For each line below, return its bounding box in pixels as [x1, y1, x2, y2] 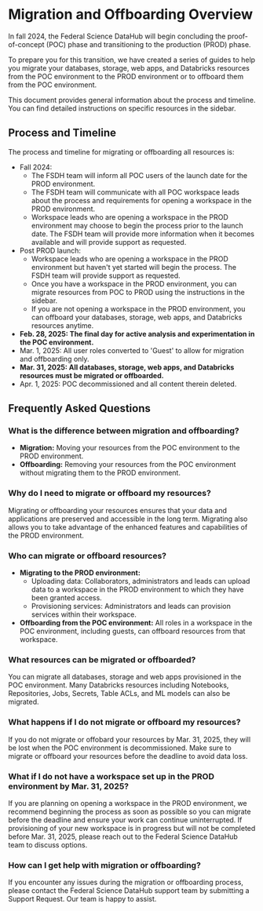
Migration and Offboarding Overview [8, 5, 254, 24]
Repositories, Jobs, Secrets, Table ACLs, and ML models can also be [8, 689, 231, 698]
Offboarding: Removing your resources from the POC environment [19, 460, 236, 469]
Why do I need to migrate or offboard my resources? [8, 488, 212, 499]
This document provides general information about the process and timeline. [8, 95, 256, 104]
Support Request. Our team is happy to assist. [8, 895, 157, 904]
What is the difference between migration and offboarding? [8, 425, 239, 436]
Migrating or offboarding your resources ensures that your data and [8, 505, 228, 515]
